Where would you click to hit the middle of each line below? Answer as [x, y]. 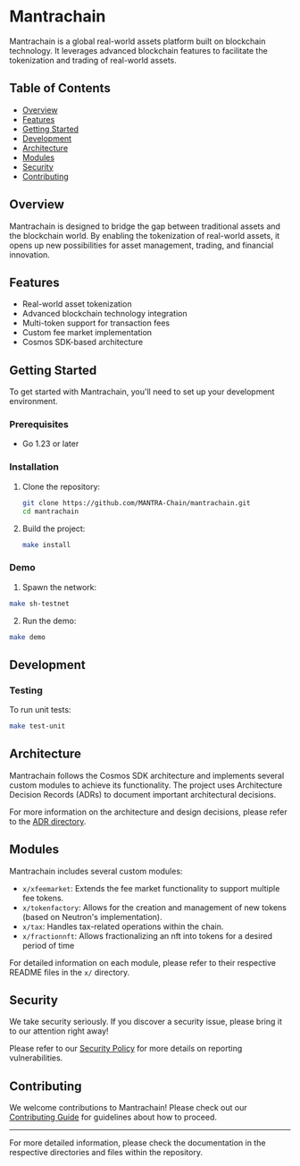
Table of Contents [60, 88]
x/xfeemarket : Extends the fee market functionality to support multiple [151, 888]
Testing [26, 690]
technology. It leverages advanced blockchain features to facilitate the [138, 50]
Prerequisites [39, 425]
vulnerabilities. [36, 1058]
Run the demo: [49, 621]
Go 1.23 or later [50, 444]
